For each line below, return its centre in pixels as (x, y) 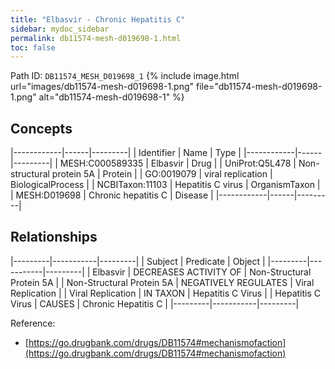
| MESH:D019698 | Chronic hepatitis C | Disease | (112, 195)
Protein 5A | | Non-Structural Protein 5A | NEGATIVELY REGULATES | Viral (162, 282)
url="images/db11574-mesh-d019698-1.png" (102, 87)
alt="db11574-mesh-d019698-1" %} (111, 97)
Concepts (41, 128)
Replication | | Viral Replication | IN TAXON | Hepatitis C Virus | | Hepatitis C (165, 293)
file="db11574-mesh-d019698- (259, 87)
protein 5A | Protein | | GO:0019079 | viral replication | (162, 174)
